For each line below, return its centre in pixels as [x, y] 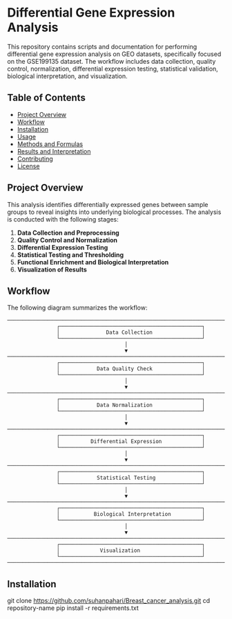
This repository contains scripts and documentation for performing [102, 46]
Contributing [35, 159]
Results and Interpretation [54, 151]
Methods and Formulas [50, 144]
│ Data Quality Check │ [131, 369]
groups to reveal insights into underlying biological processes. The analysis [114, 212]
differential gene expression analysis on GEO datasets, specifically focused [114, 54]
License [28, 166]
